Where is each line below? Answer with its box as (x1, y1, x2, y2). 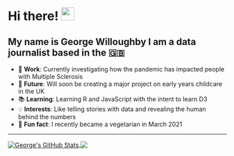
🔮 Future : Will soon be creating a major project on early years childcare (17, 80, 223, 88)
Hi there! (8, 8, 59, 24)
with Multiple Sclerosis (17, 73, 83, 80)
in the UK (17, 87, 45, 95)
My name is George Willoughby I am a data (8, 35, 197, 48)
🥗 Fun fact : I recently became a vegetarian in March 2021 (17, 120, 183, 128)
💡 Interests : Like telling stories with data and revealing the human (17, 105, 207, 113)
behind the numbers (17, 113, 76, 121)
